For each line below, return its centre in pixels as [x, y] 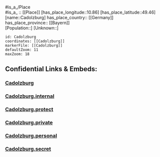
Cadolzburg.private [29, 123]
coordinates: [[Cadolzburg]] [35, 41]
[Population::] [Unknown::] [32, 28]
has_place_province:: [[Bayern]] [37, 23]
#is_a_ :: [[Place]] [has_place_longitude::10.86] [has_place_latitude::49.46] [80, 12]
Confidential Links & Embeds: [51, 69]
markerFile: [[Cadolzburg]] [34, 46]
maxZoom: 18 [17, 54]
